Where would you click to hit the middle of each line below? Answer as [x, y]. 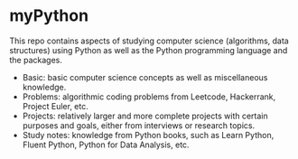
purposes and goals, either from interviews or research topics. [139, 125]
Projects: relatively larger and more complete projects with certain [145, 116]
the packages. [36, 60]
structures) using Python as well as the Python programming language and [149, 50]
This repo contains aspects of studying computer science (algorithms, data [149, 41]
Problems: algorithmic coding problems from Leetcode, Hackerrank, [149, 97]
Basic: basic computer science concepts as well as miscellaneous [145, 77]
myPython [49, 16]
